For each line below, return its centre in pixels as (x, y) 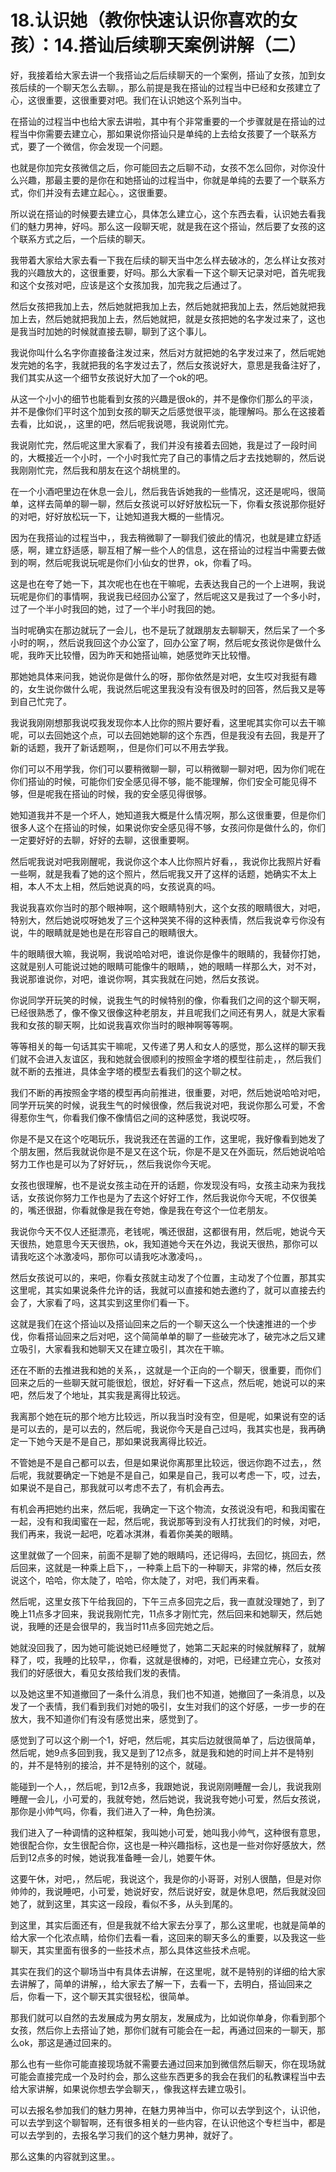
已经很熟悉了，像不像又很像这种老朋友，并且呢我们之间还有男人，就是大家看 (168, 1012)
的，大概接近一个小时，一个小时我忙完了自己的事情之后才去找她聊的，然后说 (168, 457)
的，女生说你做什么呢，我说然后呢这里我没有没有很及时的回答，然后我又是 (163, 688)
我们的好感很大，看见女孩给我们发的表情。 (98, 1672)
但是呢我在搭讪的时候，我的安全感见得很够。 (119, 793)
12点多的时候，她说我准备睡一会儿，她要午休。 (124, 1857)
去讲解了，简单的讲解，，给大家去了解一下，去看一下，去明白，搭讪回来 (157, 1983)
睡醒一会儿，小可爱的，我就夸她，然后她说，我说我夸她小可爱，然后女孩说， (168, 1798)
